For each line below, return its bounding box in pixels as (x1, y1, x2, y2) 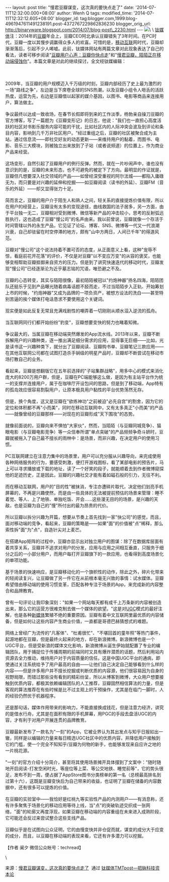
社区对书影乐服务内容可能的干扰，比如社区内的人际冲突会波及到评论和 (14, 124, 159, 129)
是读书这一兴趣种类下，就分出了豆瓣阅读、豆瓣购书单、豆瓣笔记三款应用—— (5, 344, 164, 349)
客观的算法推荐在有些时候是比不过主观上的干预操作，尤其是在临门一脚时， (5, 687, 159, 692)
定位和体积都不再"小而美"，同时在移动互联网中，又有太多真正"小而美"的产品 (5, 405, 163, 410)
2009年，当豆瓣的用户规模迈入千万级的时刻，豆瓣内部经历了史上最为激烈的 (5, 81, 162, 87)
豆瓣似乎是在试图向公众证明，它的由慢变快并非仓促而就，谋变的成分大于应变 (5, 827, 164, 832)
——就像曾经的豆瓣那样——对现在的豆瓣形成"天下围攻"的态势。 (5, 411, 137, 417)
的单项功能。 (5, 557, 32, 563)
